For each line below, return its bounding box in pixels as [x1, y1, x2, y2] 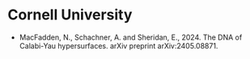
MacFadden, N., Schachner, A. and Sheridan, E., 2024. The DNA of [19, 32, 243, 42]
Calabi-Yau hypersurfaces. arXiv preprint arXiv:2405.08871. [19, 40, 218, 50]
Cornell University [7, 6, 133, 24]
